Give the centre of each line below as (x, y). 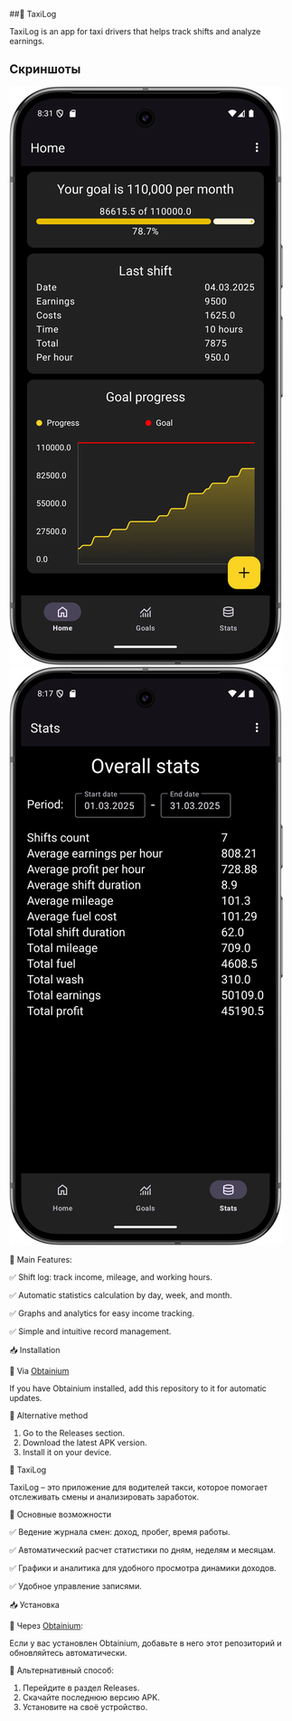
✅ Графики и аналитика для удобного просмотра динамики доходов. (143, 1567)
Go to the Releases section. (73, 1433)
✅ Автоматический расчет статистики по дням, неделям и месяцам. (142, 1549)
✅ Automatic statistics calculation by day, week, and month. (121, 1295)
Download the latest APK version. (85, 1443)
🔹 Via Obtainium (39, 1370)
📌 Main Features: (41, 1259)
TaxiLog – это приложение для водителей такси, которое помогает (139, 1487)
